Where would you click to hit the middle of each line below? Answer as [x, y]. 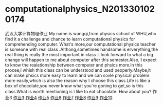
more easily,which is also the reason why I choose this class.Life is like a [78, 80]
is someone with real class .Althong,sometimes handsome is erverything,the [81, 49]
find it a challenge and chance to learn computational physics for [70, 39]
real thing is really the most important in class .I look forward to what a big [79, 54]
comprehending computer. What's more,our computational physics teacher [80, 44]
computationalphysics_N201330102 [80, 9]
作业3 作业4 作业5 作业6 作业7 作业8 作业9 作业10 [63, 97]
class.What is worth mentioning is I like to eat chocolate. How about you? [78, 91]
